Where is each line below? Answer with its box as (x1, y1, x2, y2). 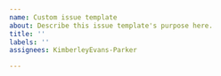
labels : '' (9, 37, 50, 47)
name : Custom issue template (9, 12, 118, 22)
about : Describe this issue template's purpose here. (9, 21, 214, 30)
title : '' (9, 29, 46, 38)
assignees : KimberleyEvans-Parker (9, 46, 138, 55)
